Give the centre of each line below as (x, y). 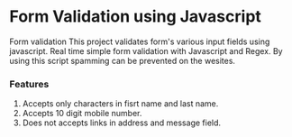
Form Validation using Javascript (135, 17)
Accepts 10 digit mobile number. (82, 114)
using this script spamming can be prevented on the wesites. (123, 60)
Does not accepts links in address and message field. (122, 123)
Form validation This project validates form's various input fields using (140, 41)
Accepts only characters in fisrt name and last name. (120, 104)
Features (29, 84)
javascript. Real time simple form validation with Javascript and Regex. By (146, 50)
